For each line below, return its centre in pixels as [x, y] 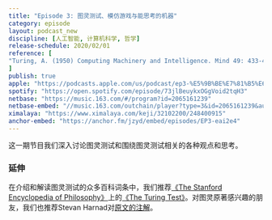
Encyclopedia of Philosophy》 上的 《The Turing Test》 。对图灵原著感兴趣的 [132, 197]
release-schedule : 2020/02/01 [59, 46]
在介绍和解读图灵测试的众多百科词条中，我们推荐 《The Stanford [115, 188]
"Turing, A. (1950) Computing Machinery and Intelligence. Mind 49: [126, 61]
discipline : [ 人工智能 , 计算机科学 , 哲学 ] [74, 38]
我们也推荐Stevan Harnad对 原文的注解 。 [90, 208]
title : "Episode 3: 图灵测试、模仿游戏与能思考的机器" [93, 16]
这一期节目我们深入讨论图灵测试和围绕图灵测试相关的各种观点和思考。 [125, 145]
